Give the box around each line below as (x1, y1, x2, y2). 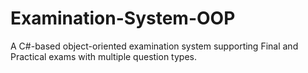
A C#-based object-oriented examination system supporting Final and (10, 40, 299, 52)
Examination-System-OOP (10, 7, 236, 30)
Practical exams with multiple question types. (10, 50, 197, 62)
